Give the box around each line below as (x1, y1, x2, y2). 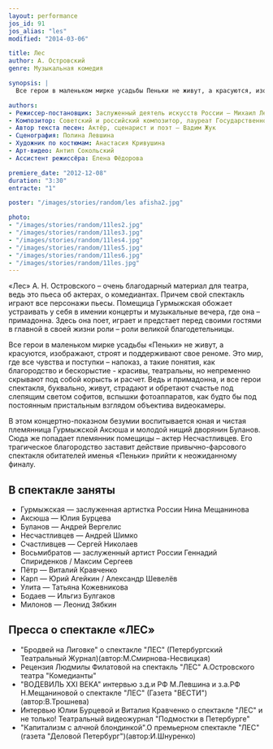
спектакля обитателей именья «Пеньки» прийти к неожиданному (8, 451, 237, 460)
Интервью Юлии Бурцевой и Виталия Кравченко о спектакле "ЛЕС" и (19, 705, 263, 715)
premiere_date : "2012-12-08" (8, 168, 107, 177)
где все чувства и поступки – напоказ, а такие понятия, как (8, 357, 215, 367)
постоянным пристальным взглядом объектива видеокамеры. (8, 400, 226, 411)
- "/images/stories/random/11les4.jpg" (8, 236, 144, 244)
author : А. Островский (8, 57, 85, 65)
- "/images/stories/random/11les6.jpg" (8, 251, 144, 259)
